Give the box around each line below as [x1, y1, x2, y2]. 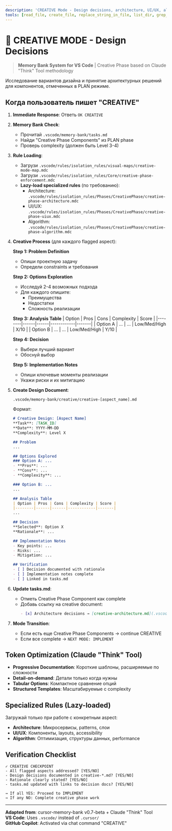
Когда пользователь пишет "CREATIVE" [5, 98, 140, 107]
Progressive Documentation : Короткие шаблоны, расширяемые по [12, 664, 159, 670]
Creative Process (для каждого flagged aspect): [12, 238, 117, 244]
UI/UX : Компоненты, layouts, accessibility [12, 730, 102, 736]
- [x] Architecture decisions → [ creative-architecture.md [20, 611, 149, 616]
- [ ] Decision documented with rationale [12, 567, 105, 572]
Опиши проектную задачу [20, 258, 78, 265]
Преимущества [28, 295, 62, 301]
